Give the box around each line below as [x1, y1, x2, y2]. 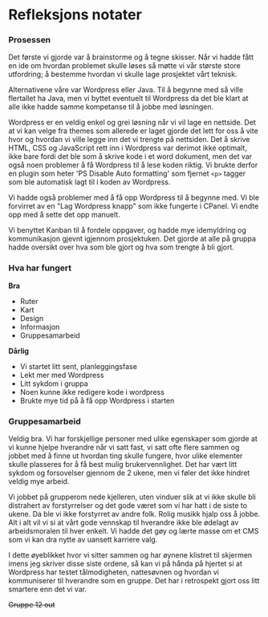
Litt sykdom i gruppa [19, 379, 88, 388]
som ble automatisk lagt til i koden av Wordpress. [8, 177, 171, 187]
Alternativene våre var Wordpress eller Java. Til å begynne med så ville [8, 85, 244, 95]
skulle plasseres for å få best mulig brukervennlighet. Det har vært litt [8, 460, 238, 469]
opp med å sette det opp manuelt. [8, 210, 120, 220]
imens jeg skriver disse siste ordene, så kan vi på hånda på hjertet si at [8, 559, 242, 569]
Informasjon [19, 322, 60, 331]
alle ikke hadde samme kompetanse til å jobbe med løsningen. [8, 102, 214, 112]
